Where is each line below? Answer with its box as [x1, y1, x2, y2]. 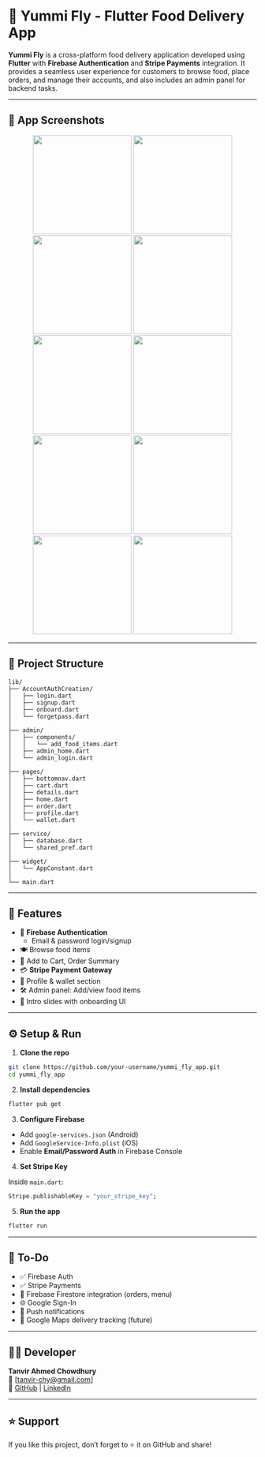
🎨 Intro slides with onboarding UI [19, 997, 126, 1007]
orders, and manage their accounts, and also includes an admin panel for [8, 75, 246, 84]
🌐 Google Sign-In [19, 1298, 77, 1308]
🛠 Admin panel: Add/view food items [19, 985, 141, 995]
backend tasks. [8, 83, 58, 93]
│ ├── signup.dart [8, 698, 77, 707]
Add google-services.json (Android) [19, 1130, 139, 1139]
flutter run [8, 1222, 47, 1230]
